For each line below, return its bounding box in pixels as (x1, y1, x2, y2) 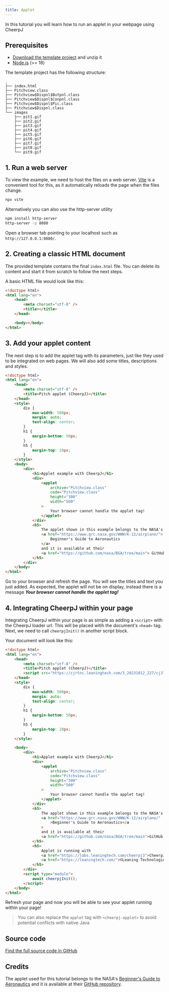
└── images (5, 110, 28, 115)
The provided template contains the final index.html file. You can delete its (5, 263, 160, 269)
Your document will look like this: (5, 637, 74, 643)
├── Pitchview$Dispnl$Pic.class (5, 101, 73, 106)
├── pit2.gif (14, 119, 42, 124)
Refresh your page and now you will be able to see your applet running (5, 899, 152, 905)
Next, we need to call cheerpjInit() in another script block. (5, 628, 129, 634)
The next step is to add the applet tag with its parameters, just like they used (5, 352, 163, 358)
